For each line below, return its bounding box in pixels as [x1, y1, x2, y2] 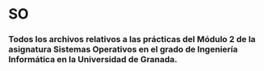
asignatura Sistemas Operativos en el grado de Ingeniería [8, 44, 238, 55]
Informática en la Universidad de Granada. [8, 54, 178, 65]
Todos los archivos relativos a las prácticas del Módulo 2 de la [8, 34, 256, 45]
